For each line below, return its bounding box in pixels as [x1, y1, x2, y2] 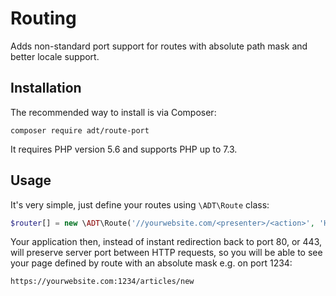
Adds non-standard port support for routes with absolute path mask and [10, 40, 308, 52]
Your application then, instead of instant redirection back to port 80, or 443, [10, 236, 322, 248]
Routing [10, 7, 77, 30]
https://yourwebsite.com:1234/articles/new [10, 277, 195, 287]
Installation [10, 80, 82, 97]
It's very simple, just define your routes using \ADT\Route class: [10, 198, 270, 211]
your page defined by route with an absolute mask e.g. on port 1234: [10, 257, 293, 269]
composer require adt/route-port [10, 125, 150, 136]
